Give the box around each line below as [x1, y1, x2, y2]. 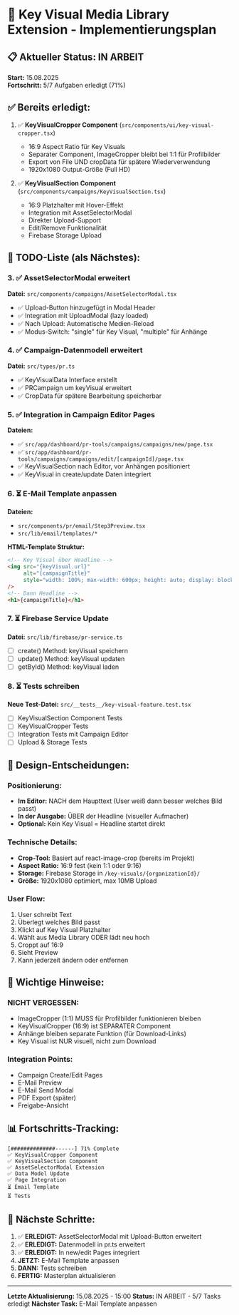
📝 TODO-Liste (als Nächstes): [7, 252, 141, 264]
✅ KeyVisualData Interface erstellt [17, 375, 117, 384]
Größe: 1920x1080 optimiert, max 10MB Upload [17, 876, 157, 885]
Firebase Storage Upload [28, 231, 102, 240]
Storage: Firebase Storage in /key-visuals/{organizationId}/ [17, 869, 201, 877]
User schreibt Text [17, 910, 73, 919]
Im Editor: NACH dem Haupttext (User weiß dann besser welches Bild [17, 797, 223, 805]
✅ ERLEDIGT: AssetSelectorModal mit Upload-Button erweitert [17, 1232, 202, 1241]
